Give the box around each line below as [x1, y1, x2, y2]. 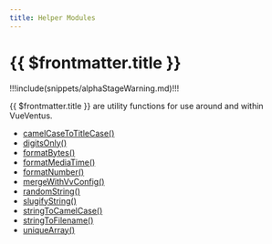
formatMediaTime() [22, 157, 96, 168]
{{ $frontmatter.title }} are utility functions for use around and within [9, 100, 264, 111]
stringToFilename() [22, 215, 94, 226]
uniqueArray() [22, 224, 76, 235]
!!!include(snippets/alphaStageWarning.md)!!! [9, 83, 180, 94]
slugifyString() [22, 195, 78, 206]
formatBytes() [22, 147, 76, 158]
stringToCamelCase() [22, 205, 103, 216]
